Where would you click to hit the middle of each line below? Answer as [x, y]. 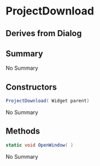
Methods [23, 131]
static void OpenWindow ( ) [39, 145]
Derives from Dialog [44, 33]
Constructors [31, 87]
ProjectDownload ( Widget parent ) [48, 101]
